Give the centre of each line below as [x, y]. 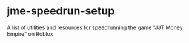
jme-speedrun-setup [61, 11]
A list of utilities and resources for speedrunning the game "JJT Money [95, 27]
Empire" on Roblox [30, 33]
